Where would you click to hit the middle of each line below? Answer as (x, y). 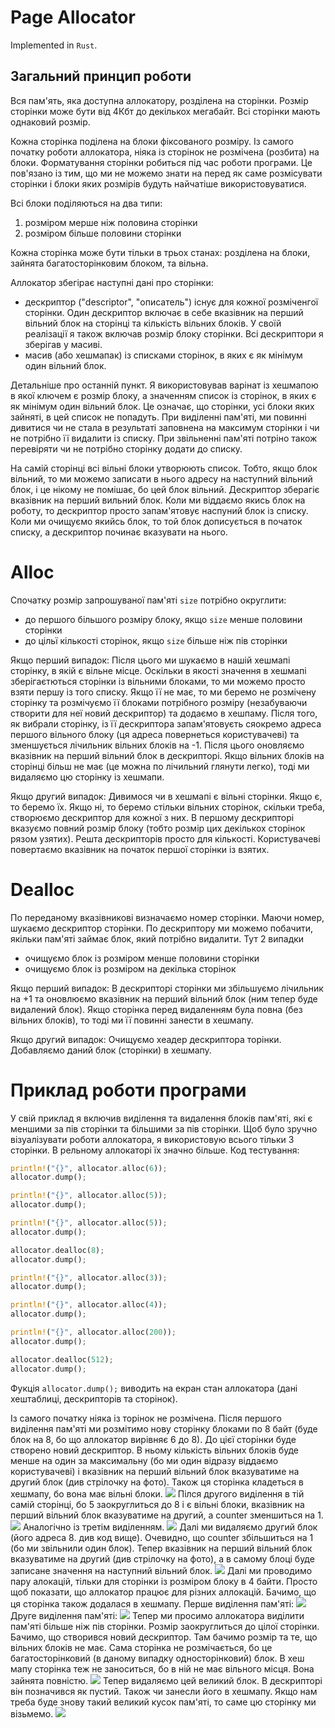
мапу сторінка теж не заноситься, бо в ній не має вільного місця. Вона (162, 1668)
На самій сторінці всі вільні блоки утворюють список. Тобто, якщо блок (164, 468)
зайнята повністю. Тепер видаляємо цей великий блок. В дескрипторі (166, 1680)
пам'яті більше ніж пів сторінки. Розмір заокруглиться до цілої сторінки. (165, 1626)
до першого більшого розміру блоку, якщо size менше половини (163, 619)
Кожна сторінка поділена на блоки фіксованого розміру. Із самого (152, 141)
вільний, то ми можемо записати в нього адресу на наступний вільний (161, 478)
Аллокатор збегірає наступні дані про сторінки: (112, 282)
